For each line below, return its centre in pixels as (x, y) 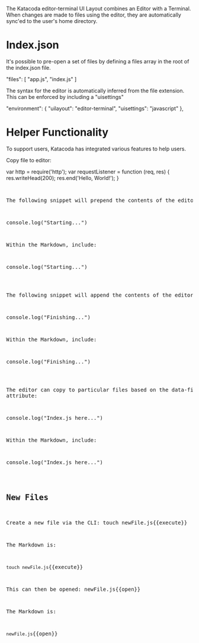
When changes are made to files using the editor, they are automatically (94, 15)
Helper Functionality (57, 132)
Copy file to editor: (29, 160)
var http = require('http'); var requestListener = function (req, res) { (88, 172)
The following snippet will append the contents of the (89, 295)
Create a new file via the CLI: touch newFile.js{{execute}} (97, 523)
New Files (27, 498)
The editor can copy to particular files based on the (87, 390)
